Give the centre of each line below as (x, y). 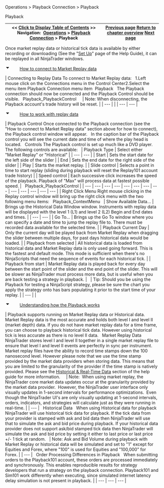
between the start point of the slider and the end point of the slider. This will (81, 269)
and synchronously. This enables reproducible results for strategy (71, 465)
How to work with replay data (49, 114)
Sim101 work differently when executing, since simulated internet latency (78, 475)
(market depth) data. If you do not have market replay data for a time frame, (81, 325)
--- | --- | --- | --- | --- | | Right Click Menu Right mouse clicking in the (81, 191)
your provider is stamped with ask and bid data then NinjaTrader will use (78, 418)
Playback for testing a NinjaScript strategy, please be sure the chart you (77, 285)
